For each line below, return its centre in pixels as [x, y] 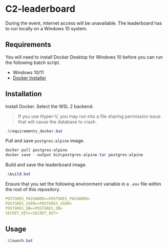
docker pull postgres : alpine [36, 150]
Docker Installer [29, 78]
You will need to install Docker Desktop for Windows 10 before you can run [84, 57]
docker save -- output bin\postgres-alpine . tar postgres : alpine [74, 155]
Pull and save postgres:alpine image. [45, 141]
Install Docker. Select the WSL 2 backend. [49, 106]
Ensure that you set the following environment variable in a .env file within [83, 184]
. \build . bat [18, 174]
